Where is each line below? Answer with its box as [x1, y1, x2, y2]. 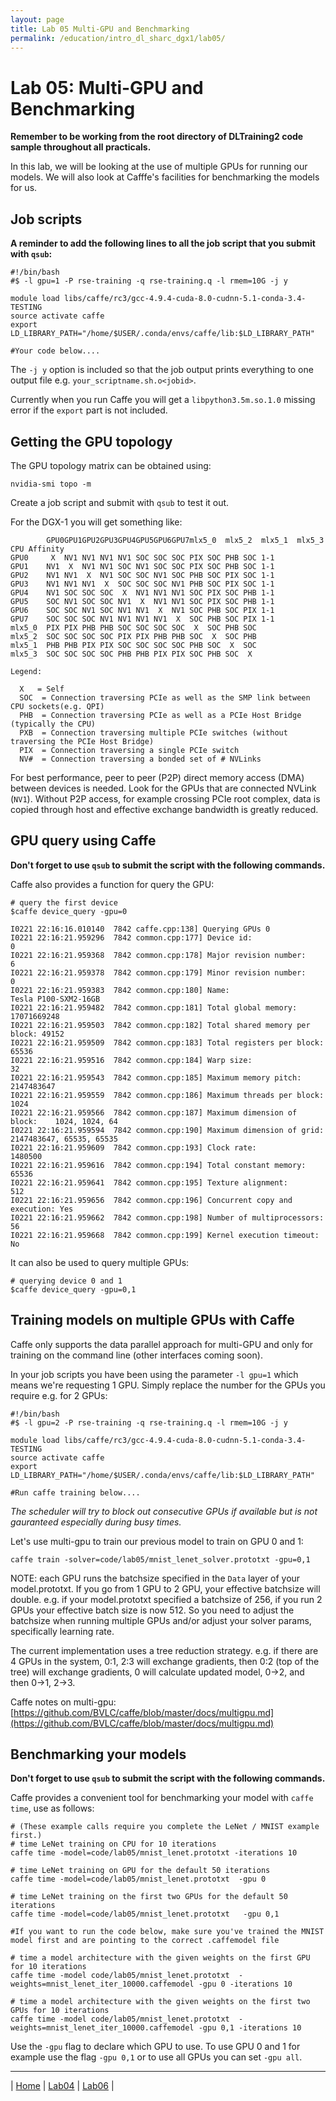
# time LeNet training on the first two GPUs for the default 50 [10, 1892, 288, 1902]
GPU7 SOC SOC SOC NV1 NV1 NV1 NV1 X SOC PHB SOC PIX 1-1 [10, 614, 275, 624]
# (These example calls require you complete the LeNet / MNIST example [10, 1822, 320, 1832]
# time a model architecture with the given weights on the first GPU [10, 1953, 311, 1963]
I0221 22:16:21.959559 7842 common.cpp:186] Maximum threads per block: [10, 1090, 325, 1100]
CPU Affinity [10, 544, 65, 554]
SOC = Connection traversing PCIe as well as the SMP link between [19, 692, 311, 703]
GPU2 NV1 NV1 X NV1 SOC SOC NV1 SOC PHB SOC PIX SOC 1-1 [10, 570, 275, 580]
